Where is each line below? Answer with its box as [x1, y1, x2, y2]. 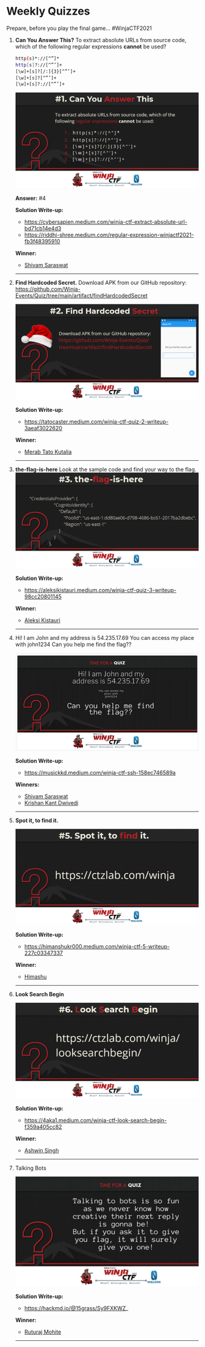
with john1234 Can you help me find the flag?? [15, 640, 132, 648]
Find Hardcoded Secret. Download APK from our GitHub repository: [15, 279, 187, 287]
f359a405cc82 [24, 1123, 62, 1131]
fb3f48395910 [24, 238, 60, 245]
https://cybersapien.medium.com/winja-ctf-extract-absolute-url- [24, 218, 188, 226]
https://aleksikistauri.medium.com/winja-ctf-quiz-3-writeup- [24, 586, 177, 593]
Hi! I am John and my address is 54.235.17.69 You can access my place [15, 634, 194, 641]
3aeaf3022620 [24, 425, 63, 432]
